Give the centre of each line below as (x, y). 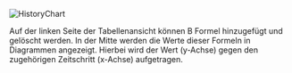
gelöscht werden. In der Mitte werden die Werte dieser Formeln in (130, 41)
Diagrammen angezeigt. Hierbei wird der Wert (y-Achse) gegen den (134, 50)
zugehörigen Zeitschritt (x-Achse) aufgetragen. (96, 59)
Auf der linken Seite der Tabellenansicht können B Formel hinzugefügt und (146, 31)
